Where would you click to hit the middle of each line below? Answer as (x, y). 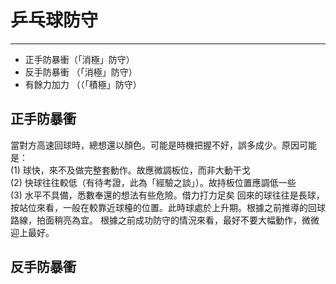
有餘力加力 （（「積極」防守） (83, 84)
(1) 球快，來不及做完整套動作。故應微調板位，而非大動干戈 (130, 170)
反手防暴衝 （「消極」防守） (81, 72)
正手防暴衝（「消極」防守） (79, 59)
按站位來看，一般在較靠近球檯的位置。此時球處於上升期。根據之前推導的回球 (168, 207)
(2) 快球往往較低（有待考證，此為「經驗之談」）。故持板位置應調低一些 (153, 182)
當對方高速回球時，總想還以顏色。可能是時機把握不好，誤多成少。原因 (155, 145)
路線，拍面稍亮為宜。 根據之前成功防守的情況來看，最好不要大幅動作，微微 (165, 220)
